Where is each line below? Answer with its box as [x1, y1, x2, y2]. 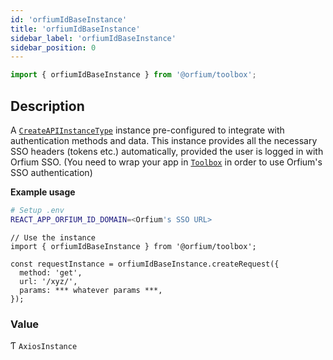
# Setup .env [10, 205, 65, 215]
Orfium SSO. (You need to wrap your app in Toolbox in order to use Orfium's [10, 156, 323, 168]
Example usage [10, 186, 76, 198]
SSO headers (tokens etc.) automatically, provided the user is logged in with [10, 145, 324, 157]
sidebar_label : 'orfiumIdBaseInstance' [10, 33, 177, 43]
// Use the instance [10, 232, 97, 243]
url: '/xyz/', [19, 276, 78, 286]
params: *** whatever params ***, [19, 285, 163, 295]
